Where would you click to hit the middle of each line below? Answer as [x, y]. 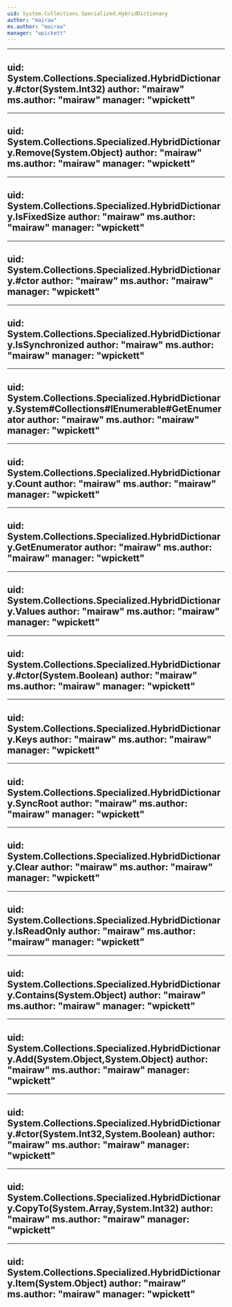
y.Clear [23, 867]
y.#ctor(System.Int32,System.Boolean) [94, 1134]
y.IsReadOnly [37, 931]
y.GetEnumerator [45, 548]
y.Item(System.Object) [57, 1284]
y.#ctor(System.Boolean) [63, 675]
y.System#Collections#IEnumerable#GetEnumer [115, 409]
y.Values [27, 612]
